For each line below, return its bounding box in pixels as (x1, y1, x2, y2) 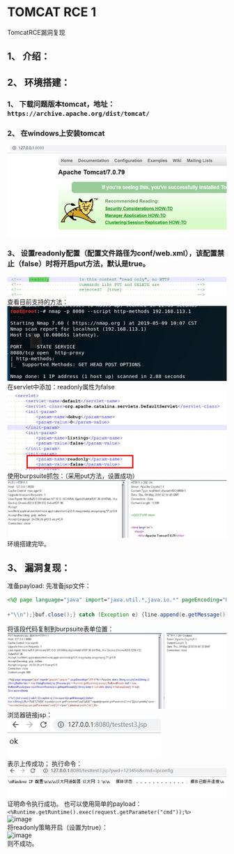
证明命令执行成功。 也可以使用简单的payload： (7, 800, 142, 808)
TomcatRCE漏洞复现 (7, 28, 65, 36)
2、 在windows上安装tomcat (7, 128, 105, 138)
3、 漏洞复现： (7, 562, 71, 574)
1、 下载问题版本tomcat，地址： (7, 99, 115, 109)
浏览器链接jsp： (7, 710, 53, 719)
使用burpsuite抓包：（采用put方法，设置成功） (7, 472, 139, 480)
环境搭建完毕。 (7, 539, 50, 548)
